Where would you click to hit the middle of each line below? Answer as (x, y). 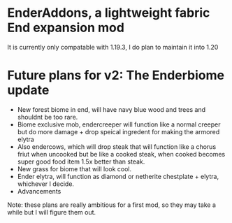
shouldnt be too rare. (48, 117)
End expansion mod (66, 28)
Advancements (39, 191)
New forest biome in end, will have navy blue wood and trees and (111, 109)
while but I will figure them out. (52, 212)
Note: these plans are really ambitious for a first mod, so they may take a (112, 205)
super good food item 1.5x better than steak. (81, 161)
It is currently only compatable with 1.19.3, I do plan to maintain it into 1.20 (113, 47)
